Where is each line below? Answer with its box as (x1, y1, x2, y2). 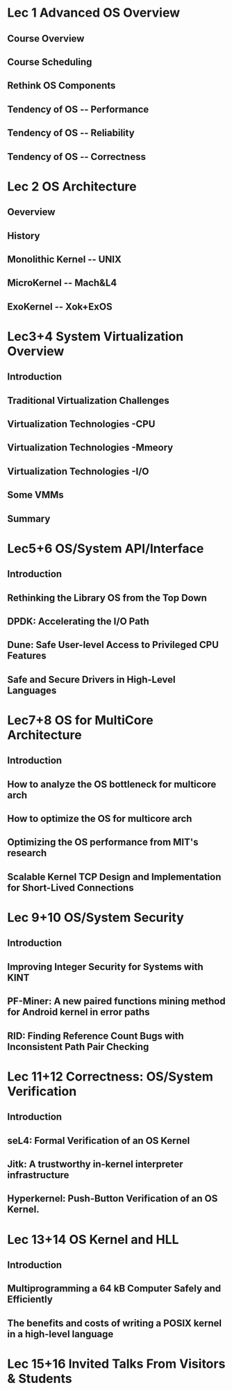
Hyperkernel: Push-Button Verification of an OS (7, 1193, 218, 1204)
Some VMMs (7, 489, 64, 501)
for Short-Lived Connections (7, 882, 134, 894)
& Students (7, 1371, 72, 1387)
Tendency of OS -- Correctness (7, 151, 146, 163)
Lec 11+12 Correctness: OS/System (7, 1069, 214, 1084)
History (7, 229, 40, 241)
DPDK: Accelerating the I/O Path (7, 615, 149, 627)
